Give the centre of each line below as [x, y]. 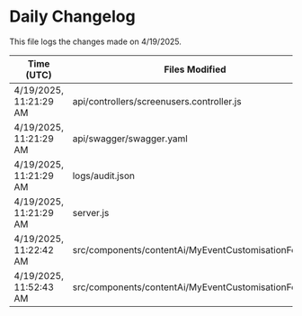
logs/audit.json [103, 176]
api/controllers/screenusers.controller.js [157, 101]
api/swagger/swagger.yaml [130, 139]
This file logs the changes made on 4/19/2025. [96, 41]
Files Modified [195, 69]
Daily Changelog [73, 17]
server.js [91, 212]
